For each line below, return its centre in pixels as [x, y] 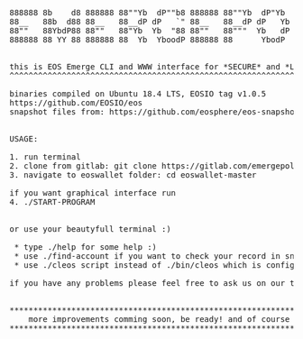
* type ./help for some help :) [86, 247]
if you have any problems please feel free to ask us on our [147, 283]
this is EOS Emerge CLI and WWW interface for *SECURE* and [145, 67]
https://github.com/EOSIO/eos [76, 103]
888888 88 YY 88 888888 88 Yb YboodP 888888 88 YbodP [147, 40]
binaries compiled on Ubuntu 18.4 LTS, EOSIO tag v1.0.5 [138, 94]
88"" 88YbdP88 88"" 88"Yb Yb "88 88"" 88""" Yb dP [150, 31]
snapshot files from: [57, 112]
